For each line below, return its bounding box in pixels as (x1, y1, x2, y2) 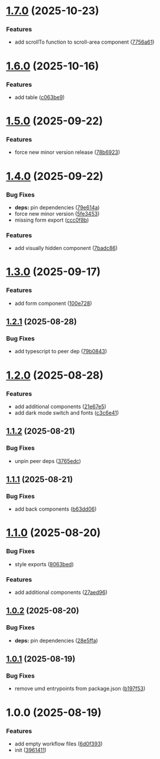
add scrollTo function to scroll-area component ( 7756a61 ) (14, 38, 155, 45)
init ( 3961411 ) (14, 746, 47, 753)
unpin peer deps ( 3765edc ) (14, 457, 81, 464)
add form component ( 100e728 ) (14, 300, 92, 307)
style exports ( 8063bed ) (14, 560, 74, 567)
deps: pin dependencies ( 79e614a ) (14, 203, 100, 211)
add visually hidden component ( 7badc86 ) (14, 245, 118, 252)
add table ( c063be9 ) (14, 93, 65, 101)
